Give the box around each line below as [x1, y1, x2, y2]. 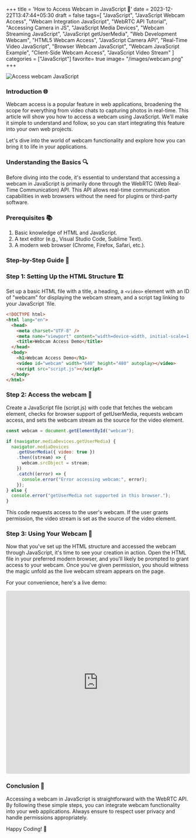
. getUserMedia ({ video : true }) [16, 449, 95, 455]
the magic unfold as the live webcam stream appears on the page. [6, 568, 165, 575]
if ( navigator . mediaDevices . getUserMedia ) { [6, 438, 116, 444]
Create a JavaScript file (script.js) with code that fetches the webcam [6, 404, 173, 411]
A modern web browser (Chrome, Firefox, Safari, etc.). [14, 241, 146, 248]
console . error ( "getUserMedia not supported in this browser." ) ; [11, 492, 171, 499]
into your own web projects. [6, 126, 73, 133]
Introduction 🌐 [6, 87, 48, 95]
